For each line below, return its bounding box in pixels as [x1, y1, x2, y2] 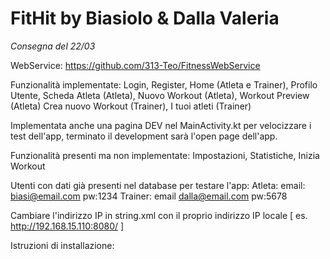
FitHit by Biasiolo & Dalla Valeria [10, 7, 280, 30]
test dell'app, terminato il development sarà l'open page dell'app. [10, 130, 278, 142]
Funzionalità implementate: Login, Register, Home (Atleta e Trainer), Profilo [10, 78, 318, 91]
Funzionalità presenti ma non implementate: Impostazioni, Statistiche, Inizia [10, 149, 320, 161]
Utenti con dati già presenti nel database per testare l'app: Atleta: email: [10, 179, 306, 191]
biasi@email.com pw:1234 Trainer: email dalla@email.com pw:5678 [10, 190, 288, 202]
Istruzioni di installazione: [10, 239, 115, 251]
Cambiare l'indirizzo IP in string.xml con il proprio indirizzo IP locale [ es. [10, 209, 308, 221]
